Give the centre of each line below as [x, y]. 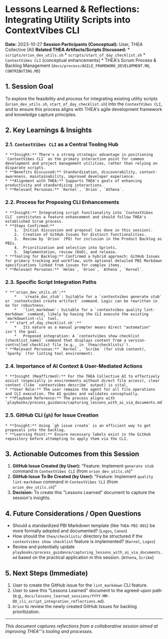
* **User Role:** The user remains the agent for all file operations [80, 390]
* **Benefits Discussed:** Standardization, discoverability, [71, 172]
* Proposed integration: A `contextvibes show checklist [77, 336]
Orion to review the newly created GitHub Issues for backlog [74, 607]
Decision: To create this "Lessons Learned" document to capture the [83, 493]
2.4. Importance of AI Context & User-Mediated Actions [74, 366]
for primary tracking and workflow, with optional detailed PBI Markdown [84, 261]
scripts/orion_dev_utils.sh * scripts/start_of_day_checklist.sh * [75, 55]
